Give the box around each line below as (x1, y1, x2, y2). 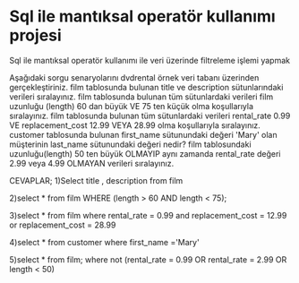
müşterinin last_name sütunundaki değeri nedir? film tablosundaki (9, 139, 252, 150)
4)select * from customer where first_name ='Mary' (9, 236, 200, 247)
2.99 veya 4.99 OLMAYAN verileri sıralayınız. (9, 158, 175, 168)
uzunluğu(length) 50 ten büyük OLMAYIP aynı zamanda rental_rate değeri (9, 148, 281, 159)
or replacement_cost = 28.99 (9, 219, 116, 230)
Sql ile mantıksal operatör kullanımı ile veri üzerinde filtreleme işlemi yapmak (9, 55, 291, 65)
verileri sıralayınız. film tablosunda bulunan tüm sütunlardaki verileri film (9, 91, 274, 102)
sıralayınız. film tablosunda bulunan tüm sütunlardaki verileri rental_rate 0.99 (9, 110, 291, 121)
